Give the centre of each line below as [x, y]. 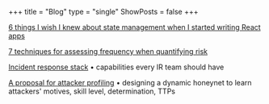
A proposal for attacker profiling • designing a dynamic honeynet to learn [130, 83]
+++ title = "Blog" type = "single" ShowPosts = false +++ [104, 12]
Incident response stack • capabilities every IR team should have [116, 67]
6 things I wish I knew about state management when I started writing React [134, 27]
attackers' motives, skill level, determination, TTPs [92, 91]
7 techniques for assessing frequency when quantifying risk [108, 51]
